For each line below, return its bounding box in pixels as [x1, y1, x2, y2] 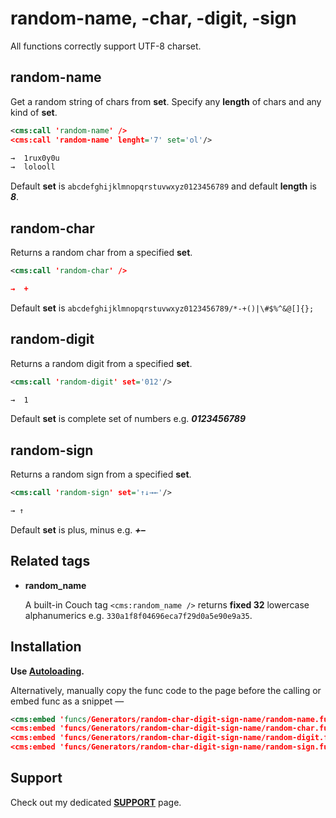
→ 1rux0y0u [10, 153, 60, 163]
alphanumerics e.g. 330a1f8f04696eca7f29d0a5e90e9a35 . [24, 609, 253, 621]
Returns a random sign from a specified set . [10, 468, 192, 481]
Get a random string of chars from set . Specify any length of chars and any [10, 95, 322, 107]
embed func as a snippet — [10, 695, 125, 707]
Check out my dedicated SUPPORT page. [10, 796, 182, 808]
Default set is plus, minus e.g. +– [10, 523, 146, 536]
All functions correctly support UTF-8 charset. [10, 40, 202, 52]
